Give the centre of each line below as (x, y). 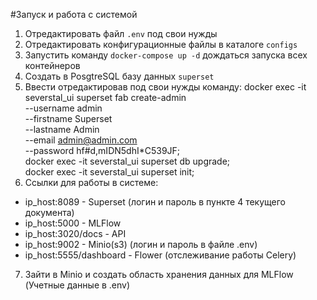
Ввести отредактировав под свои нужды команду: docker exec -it (165, 87)
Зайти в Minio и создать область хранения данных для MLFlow (159, 274)
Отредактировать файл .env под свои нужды (121, 33)
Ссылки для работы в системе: (91, 182)
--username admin (63, 108)
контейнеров (52, 65)
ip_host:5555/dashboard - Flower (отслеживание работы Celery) (160, 255)
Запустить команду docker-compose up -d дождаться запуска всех (166, 55)
